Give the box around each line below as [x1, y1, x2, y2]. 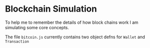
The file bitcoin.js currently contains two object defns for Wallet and [5, 34, 146, 40]
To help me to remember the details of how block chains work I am [5, 19, 138, 25]
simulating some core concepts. [5, 24, 69, 30]
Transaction [5, 39, 29, 44]
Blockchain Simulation [5, 3, 97, 15]
